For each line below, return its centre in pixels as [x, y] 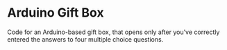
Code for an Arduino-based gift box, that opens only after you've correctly [113, 32]
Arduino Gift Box [56, 13]
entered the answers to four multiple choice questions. [85, 39]
